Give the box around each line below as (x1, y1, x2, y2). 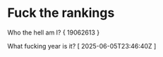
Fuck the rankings (7, 5, 115, 21)
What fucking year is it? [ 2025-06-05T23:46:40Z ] (7, 42, 157, 50)
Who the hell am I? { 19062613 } (7, 28, 100, 37)
